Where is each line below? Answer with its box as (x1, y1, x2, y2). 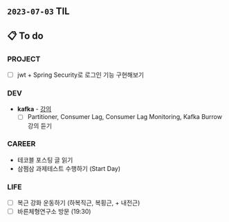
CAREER (7, 139, 36, 149)
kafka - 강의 (17, 105, 52, 113)
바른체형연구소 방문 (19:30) (17, 207, 91, 216)
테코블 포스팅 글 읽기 (17, 156, 73, 164)
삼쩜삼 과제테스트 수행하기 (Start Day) (17, 164, 121, 172)
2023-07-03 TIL (7, 6, 71, 17)
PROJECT (7, 54, 41, 64)
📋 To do (7, 30, 44, 41)
